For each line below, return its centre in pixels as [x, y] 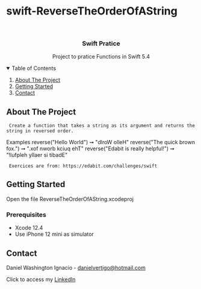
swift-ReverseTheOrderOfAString [92, 11]
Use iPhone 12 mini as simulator [54, 234]
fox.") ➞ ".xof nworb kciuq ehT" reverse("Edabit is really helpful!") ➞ [90, 148]
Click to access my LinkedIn [41, 279]
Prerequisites [26, 214]
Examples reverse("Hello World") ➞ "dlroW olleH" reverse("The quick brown [101, 142]
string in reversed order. [40, 131]
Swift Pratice [101, 43]
